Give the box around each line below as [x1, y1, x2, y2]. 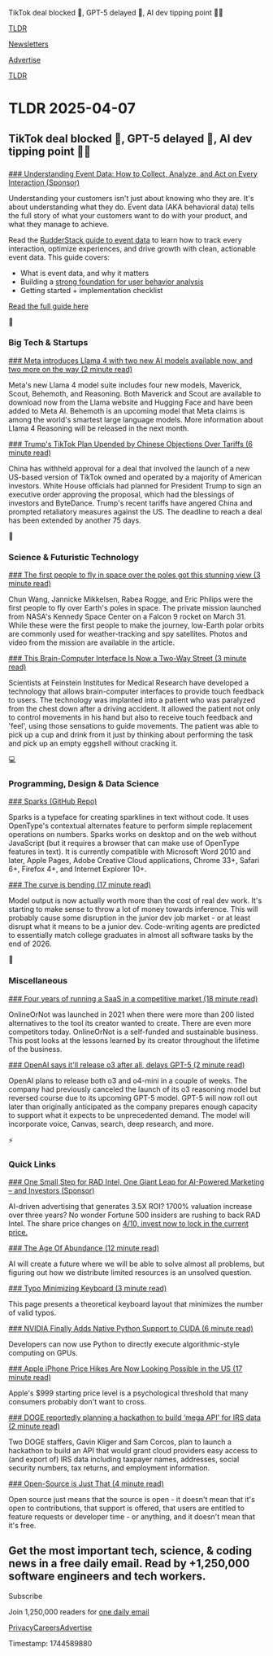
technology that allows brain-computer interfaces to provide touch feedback [8, 686, 265, 696]
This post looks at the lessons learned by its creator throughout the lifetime [8, 1035, 260, 1045]
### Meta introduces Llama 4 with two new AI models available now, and [8, 355, 253, 366]
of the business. [8, 1044, 63, 1054]
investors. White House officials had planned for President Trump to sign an [8, 480, 262, 490]
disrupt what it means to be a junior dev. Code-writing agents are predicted [8, 922, 261, 931]
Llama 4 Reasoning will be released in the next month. [8, 423, 189, 433]
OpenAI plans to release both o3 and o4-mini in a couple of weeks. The [8, 1076, 248, 1085]
